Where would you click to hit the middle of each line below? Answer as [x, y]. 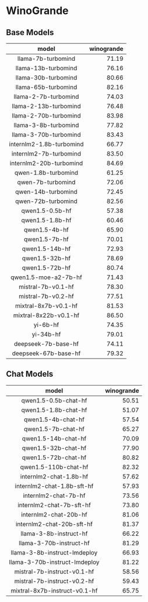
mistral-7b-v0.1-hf [46, 287]
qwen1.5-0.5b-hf [46, 211]
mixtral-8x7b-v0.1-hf [46, 306]
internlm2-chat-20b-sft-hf [54, 524]
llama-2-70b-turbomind [46, 116]
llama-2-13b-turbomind [46, 106]
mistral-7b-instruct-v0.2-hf [54, 581]
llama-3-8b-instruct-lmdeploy [54, 552]
